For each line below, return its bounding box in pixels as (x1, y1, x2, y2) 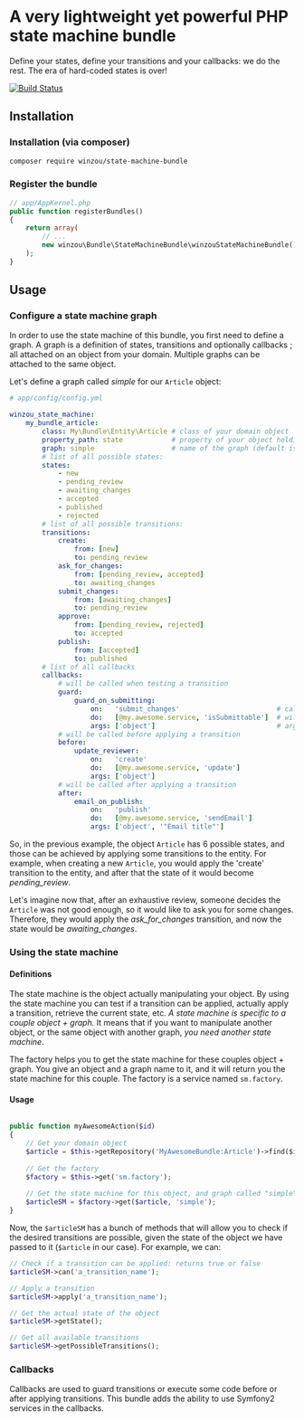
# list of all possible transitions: (42, 519, 184, 528)
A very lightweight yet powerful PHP (9, 6, 290, 27)
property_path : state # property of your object (42, 435, 273, 444)
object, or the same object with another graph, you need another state (9, 1027, 271, 1037)
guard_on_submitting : (73, 696, 156, 706)
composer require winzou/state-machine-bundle (9, 156, 188, 166)
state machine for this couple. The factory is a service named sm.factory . (9, 1074, 283, 1085)
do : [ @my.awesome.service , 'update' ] (90, 763, 242, 772)
